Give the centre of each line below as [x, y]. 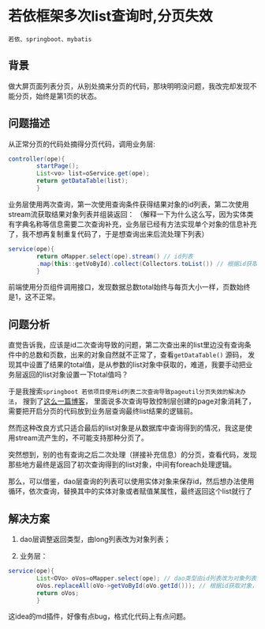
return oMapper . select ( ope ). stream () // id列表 [115, 256]
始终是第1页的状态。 [68, 96]
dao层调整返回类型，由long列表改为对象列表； [95, 540]
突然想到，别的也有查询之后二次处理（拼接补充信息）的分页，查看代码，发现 [132, 455]
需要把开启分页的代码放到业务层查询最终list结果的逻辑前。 [103, 411]
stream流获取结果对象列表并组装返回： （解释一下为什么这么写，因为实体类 [131, 214]
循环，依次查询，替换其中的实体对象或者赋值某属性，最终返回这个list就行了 [130, 491]
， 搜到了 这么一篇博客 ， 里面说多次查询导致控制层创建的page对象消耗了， [135, 401]
